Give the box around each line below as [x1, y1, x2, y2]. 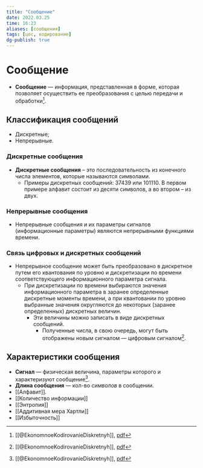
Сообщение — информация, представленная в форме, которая [14, 83, 180, 90]
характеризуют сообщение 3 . [14, 374, 90, 383]
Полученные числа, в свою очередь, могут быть [42, 327, 168, 334]
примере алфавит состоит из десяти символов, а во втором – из [24, 186, 192, 193]
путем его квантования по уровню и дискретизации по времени [14, 269, 182, 276]
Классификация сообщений [6, 115, 119, 125]
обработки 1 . [14, 96, 47, 104]
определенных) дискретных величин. [24, 307, 122, 315]
